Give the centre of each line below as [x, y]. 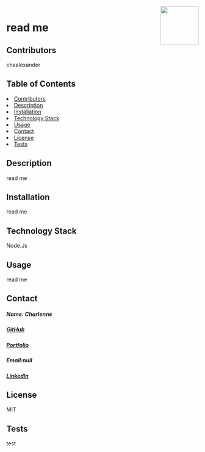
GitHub [16, 329]
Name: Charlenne [30, 314]
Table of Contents [41, 84]
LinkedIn [17, 376]
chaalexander [23, 65]
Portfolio [18, 345]
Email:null [19, 361]
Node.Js [17, 246]
